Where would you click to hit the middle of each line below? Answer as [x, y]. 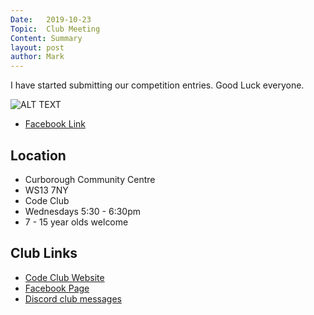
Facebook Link [55, 124]
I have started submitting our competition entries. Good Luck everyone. [157, 85]
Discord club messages [73, 298]
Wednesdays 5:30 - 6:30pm [83, 211]
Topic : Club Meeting [55, 29]
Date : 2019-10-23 [51, 19]
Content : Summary [46, 38]
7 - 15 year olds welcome [76, 222]
